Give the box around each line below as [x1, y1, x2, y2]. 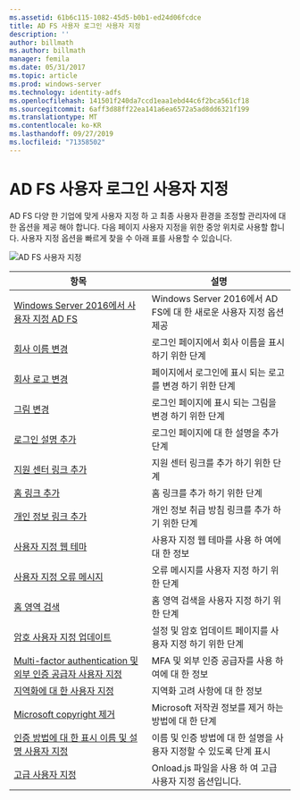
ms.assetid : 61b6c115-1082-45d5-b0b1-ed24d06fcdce [9, 13, 202, 22]
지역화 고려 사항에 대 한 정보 [151, 685, 263, 697]
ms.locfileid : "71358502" [9, 138, 105, 147]
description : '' [9, 29, 70, 38]
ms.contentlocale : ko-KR [9, 122, 102, 131]
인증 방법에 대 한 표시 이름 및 [13, 731, 128, 744]
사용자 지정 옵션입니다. [151, 775, 242, 787]
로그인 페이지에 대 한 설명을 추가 [151, 426, 279, 439]
